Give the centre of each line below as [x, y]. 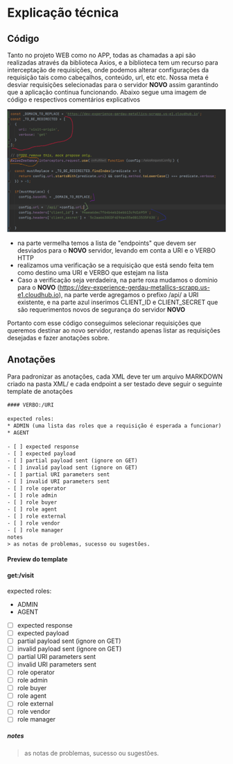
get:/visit [21, 575]
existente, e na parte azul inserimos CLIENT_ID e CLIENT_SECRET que [118, 302]
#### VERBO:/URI [31, 405]
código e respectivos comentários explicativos [74, 100]
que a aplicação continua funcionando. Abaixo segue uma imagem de [107, 92]
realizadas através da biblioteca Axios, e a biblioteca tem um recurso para [113, 63]
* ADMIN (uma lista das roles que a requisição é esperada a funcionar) [114, 426]
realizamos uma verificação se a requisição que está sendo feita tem [115, 265]
